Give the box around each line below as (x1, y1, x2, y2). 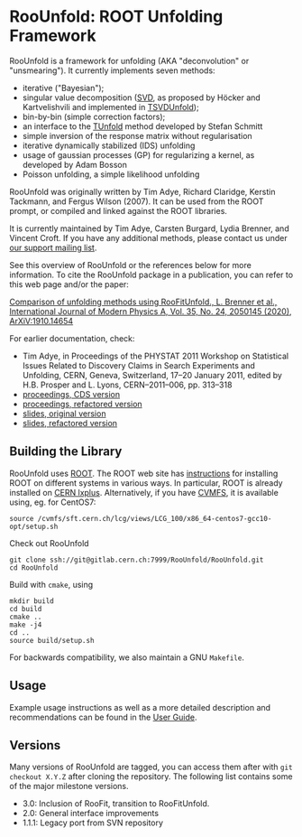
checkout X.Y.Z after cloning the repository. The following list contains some (9, 771, 293, 782)
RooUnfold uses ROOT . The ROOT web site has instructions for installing (9, 468, 279, 479)
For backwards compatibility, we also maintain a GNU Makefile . (9, 652, 245, 663)
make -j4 (9, 620, 42, 629)
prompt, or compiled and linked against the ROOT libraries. (9, 205, 228, 216)
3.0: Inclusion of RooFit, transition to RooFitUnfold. (22, 798, 210, 809)
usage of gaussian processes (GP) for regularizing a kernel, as (22, 149, 255, 160)
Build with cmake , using (9, 579, 94, 590)
